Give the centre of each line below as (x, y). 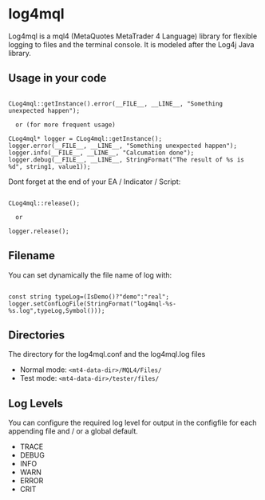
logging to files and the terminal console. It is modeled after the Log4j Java (131, 44)
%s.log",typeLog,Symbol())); (57, 310)
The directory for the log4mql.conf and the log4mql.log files (107, 354)
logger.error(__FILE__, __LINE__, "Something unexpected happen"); (123, 146)
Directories (37, 335)
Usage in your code (57, 78)
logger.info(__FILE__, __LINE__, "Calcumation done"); (101, 153)
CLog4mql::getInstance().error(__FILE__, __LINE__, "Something (116, 104)
